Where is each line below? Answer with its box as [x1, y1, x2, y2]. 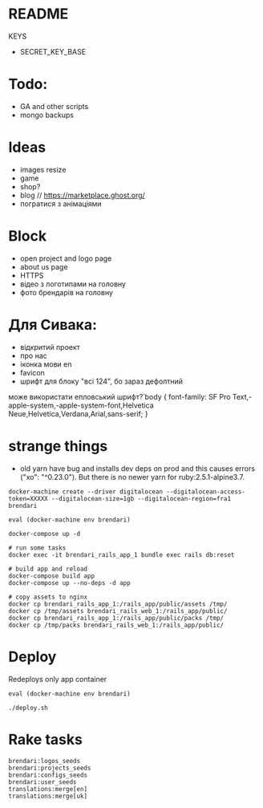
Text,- [232, 392, 253, 401]
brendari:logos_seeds [8, 757, 81, 765]
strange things [8, 436, 108, 455]
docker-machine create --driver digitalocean [8, 487, 163, 496]
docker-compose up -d [8, 530, 81, 538]
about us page [19, 262, 68, 271]
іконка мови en [19, 359, 72, 369]
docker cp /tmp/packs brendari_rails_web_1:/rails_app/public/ [8, 621, 225, 629]
